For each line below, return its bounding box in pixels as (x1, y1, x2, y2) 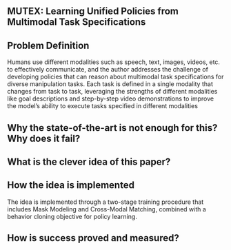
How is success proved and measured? (7, 232, 179, 244)
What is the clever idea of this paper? (7, 156, 171, 167)
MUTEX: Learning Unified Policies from (7, 6, 179, 17)
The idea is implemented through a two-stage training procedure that (7, 198, 204, 206)
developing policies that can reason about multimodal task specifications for (7, 72, 224, 81)
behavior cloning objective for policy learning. (7, 212, 138, 220)
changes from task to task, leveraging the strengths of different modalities (7, 87, 218, 96)
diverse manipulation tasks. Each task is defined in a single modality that (7, 80, 214, 88)
